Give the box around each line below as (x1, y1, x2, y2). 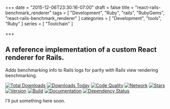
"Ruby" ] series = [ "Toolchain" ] (5, 20, 73, 27)
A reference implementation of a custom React (5, 46, 157, 54)
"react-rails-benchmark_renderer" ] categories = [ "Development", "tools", (5, 15, 162, 21)
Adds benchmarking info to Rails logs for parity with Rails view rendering (5, 67, 158, 73)
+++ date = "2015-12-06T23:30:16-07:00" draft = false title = (5, 5, 134, 10)
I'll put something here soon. (5, 97, 65, 104)
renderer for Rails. (5, 53, 64, 62)
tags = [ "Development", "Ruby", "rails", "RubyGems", (53, 10, 165, 16)
